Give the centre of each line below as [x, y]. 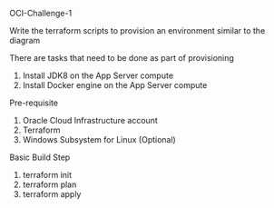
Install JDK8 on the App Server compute [98, 75]
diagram [25, 40]
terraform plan [49, 184]
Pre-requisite [34, 103]
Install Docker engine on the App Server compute [115, 85]
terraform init [47, 175]
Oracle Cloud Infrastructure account [90, 120]
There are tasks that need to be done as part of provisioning [122, 58]
